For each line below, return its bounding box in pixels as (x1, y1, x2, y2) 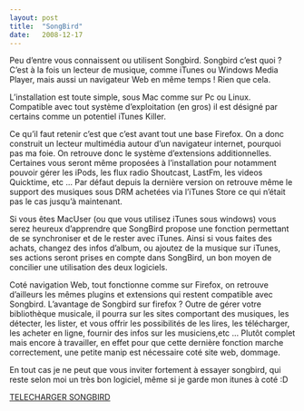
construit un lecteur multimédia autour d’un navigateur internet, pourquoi (9, 138, 281, 150)
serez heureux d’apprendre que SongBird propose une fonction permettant (9, 223, 289, 234)
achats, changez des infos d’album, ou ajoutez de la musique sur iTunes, (9, 242, 281, 254)
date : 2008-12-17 (9, 30, 83, 39)
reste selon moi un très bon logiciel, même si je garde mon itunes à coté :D (9, 374, 289, 386)
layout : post (9, 13, 59, 23)
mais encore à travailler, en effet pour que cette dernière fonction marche (9, 338, 284, 348)
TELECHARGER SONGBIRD (9, 392, 111, 403)
